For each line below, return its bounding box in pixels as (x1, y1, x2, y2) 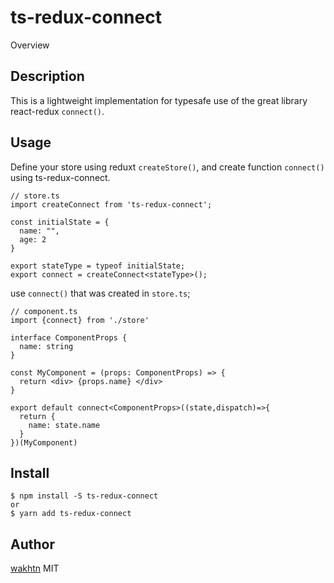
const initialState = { (10, 217, 110, 227)
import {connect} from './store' (10, 315, 150, 325)
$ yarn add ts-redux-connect (10, 509, 132, 519)
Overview (10, 39, 50, 51)
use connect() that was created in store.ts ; (10, 287, 191, 299)
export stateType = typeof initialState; (10, 261, 186, 271)
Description (10, 68, 85, 85)
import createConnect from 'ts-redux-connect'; (10, 199, 213, 210)
